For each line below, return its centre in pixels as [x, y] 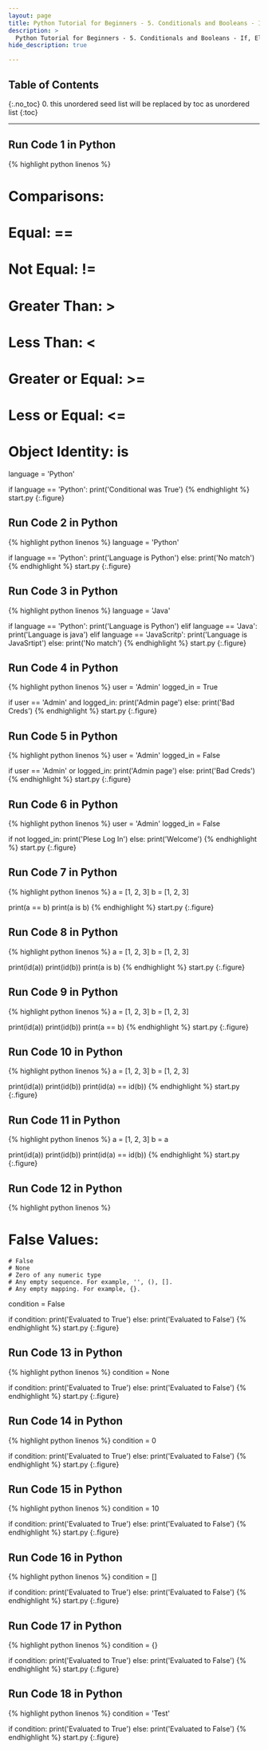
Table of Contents [54, 85]
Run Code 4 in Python [63, 668]
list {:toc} [23, 112]
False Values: [54, 1240]
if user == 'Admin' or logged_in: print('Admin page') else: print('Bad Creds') [132, 771]
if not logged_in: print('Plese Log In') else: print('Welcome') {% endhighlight [132, 839]
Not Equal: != [52, 269]
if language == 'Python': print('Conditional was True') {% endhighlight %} [129, 489]
